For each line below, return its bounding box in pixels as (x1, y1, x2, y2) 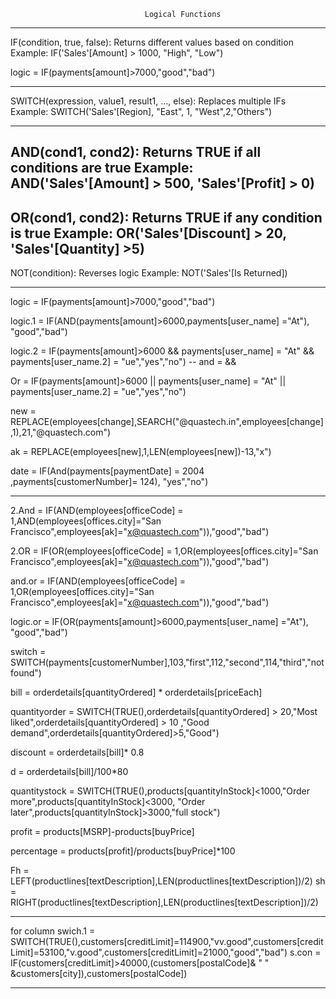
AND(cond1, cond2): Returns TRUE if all (10, 144, 262, 161)
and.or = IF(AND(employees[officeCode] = (10, 575, 186, 587)
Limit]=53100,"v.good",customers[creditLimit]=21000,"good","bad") (10, 946, 288, 959)
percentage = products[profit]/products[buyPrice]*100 (10, 845, 236, 857)
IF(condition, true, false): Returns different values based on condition (10, 36, 294, 48)
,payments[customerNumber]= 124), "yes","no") (10, 476, 209, 488)
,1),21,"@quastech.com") (10, 426, 112, 439)
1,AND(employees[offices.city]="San (10, 515, 162, 527)
